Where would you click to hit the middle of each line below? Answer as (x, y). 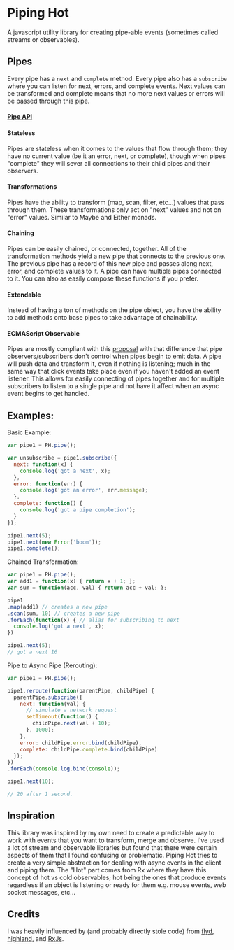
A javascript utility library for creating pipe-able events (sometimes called (113, 32)
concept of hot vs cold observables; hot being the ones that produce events (117, 877)
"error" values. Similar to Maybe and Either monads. (82, 217)
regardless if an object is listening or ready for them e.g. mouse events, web (117, 885)
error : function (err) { (48, 484)
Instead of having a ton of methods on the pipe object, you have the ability (114, 310)
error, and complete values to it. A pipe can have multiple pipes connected (114, 271)
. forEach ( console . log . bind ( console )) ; (64, 769)
